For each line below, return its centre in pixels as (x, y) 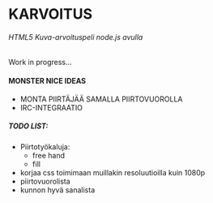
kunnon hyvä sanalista (58, 190)
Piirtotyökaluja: (45, 146)
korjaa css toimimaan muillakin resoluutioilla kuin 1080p (113, 172)
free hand (49, 155)
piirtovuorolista (45, 181)
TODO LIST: (28, 126)
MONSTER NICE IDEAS (47, 80)
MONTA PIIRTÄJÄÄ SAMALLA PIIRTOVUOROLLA (101, 99)
